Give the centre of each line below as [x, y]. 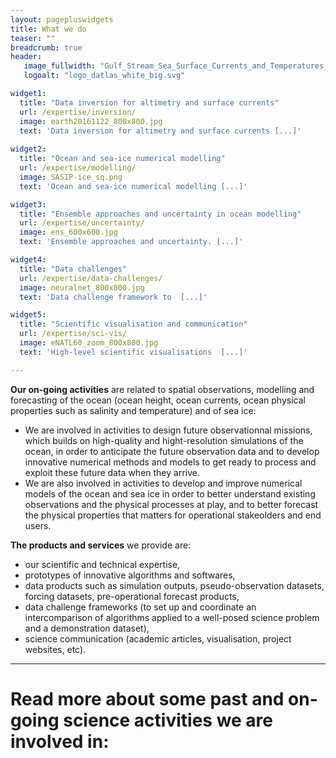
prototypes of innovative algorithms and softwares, [130, 575]
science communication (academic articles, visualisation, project [158, 638]
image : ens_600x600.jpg [68, 232]
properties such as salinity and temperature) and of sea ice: [133, 410]
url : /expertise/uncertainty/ [82, 223]
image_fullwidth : [60, 66]
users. [38, 525]
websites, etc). [55, 649]
